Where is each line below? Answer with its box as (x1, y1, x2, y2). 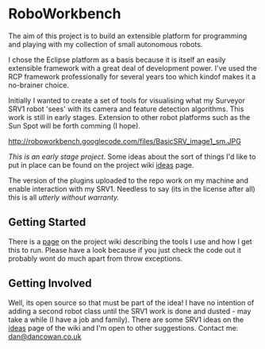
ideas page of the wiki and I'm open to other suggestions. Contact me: (8, 323, 239, 332)
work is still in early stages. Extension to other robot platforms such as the (8, 112, 251, 122)
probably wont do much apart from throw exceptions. (8, 254, 183, 263)
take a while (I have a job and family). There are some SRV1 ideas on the (8, 315, 244, 324)
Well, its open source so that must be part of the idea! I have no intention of (8, 297, 255, 307)
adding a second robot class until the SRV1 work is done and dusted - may (8, 306, 252, 316)
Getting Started (8, 215, 86, 229)
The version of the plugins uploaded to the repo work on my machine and (8, 176, 248, 185)
